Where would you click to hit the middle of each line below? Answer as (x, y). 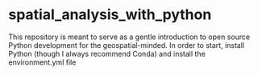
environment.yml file (42, 62)
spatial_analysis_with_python (110, 15)
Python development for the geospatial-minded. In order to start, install (126, 45)
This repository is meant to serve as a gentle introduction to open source (129, 37)
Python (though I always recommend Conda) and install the (107, 53)
